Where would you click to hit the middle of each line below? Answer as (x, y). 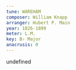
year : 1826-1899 (26, 28)
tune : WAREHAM (24, 12)
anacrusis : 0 (22, 45)
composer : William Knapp (37, 17)
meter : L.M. (21, 34)
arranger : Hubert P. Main (38, 23)
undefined (19, 61)
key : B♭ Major (24, 39)
